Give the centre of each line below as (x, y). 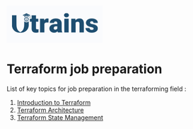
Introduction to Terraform (54, 102)
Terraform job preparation (84, 69)
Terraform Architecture (50, 110)
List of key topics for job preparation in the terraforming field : (96, 89)
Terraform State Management (60, 117)
